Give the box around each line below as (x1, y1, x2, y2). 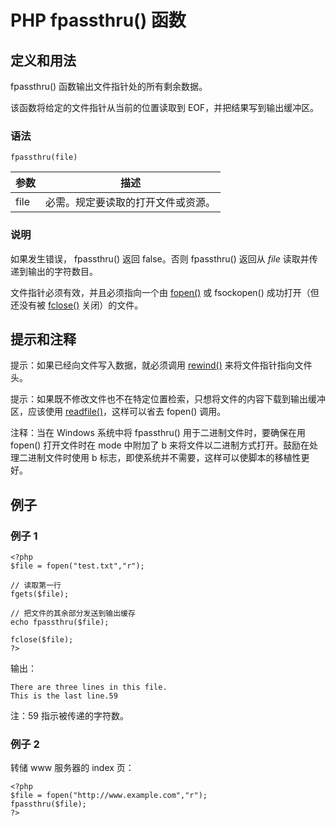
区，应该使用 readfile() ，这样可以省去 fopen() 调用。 (10, 406, 227, 418)
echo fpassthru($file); (10, 617, 110, 628)
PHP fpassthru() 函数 (10, 9, 187, 32)
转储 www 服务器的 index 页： (10, 762, 135, 774)
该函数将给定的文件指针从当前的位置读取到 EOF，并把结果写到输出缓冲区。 (10, 102, 320, 113)
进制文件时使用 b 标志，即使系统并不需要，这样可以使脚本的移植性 (27, 452, 302, 464)
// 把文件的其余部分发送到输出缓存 (10, 609, 136, 619)
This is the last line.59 (10, 691, 118, 701)
